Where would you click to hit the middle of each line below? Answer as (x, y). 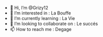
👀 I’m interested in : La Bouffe (40, 13)
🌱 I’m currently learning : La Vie (42, 18)
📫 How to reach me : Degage (41, 29)
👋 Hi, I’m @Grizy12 (29, 8)
